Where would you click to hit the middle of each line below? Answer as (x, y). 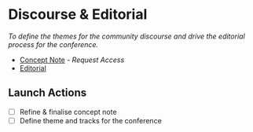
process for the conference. (53, 44)
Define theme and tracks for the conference (91, 120)
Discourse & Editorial (78, 15)
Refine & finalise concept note (68, 112)
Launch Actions (48, 93)
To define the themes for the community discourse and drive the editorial (126, 36)
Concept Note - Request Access (72, 60)
